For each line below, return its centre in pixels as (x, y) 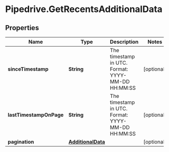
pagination (21, 142)
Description (124, 42)
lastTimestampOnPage (36, 115)
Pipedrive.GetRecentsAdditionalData (84, 9)
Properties (22, 28)
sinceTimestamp (28, 69)
